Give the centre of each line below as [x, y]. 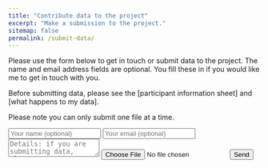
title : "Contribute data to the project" [78, 16]
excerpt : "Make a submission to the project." [87, 23]
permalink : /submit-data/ [51, 38]
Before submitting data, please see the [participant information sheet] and [130, 94]
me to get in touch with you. [54, 78]
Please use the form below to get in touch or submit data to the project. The [133, 61]
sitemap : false [34, 30]
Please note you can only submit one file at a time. [91, 118]
